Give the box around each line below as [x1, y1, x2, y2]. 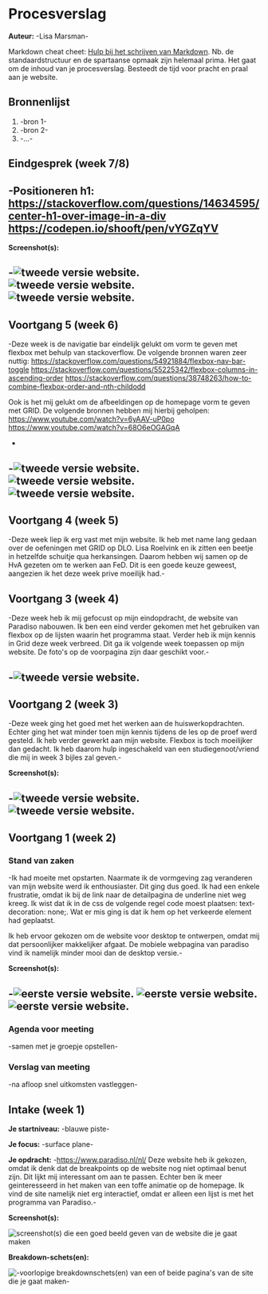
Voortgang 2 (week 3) [8, 697, 119, 711]
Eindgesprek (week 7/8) [8, 157, 130, 170]
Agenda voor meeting [8, 1023, 94, 1034]
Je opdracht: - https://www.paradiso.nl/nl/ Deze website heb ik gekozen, [8, 1155, 247, 1164]
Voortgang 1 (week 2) [8, 831, 117, 845]
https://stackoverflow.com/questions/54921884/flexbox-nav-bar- [30, 357, 246, 366]
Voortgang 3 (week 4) [8, 592, 120, 605]
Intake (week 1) [8, 1103, 85, 1116]
